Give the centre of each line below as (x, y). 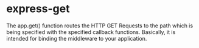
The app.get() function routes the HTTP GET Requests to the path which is (100, 26)
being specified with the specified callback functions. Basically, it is (91, 32)
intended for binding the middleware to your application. (77, 38)
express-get (38, 9)
